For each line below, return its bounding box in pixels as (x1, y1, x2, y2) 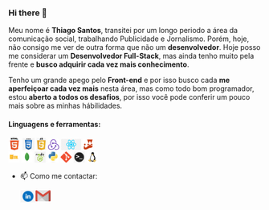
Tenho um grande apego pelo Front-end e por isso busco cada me (8, 76, 230, 85)
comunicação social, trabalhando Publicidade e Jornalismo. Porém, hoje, (8, 34, 250, 43)
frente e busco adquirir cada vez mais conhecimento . (8, 60, 190, 69)
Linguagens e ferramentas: (8, 119, 101, 129)
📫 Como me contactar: (19, 171, 98, 180)
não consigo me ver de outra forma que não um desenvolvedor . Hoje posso (8, 43, 261, 52)
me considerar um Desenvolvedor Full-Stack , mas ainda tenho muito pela (8, 51, 255, 61)
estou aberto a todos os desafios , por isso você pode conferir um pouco (8, 93, 251, 102)
